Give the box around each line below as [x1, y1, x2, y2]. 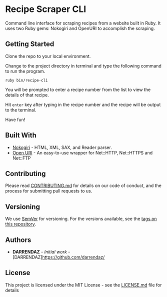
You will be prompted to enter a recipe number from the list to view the [5, 86, 151, 92]
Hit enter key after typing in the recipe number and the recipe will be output [5, 101, 161, 107]
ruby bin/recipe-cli [5, 77, 48, 83]
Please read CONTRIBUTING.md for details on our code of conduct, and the [5, 182, 161, 188]
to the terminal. [5, 106, 36, 113]
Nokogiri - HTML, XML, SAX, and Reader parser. [12, 144, 112, 150]
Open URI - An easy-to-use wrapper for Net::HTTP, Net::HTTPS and [12, 149, 153, 155]
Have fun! [5, 116, 25, 122]
